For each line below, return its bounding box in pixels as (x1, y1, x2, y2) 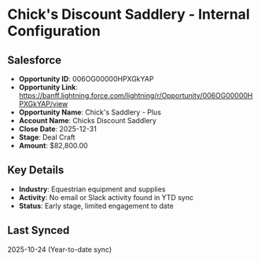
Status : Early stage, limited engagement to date (18, 201, 174, 210)
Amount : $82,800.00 (18, 141, 88, 150)
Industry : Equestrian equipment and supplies (18, 184, 166, 194)
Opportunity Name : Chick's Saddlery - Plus (18, 107, 162, 117)
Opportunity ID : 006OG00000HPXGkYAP (18, 75, 154, 83)
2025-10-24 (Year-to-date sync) (7, 245, 112, 254)
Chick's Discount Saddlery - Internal (7, 5, 250, 24)
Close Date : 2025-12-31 (18, 124, 97, 133)
